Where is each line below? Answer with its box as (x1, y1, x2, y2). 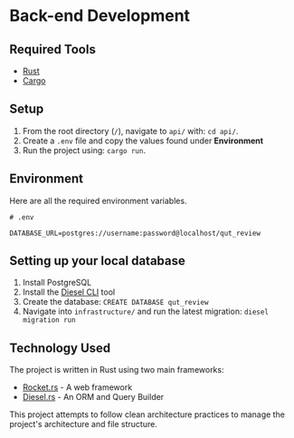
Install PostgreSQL (22, 277, 92, 288)
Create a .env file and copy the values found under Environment (22, 135, 264, 146)
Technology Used (9, 340, 111, 355)
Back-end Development (9, 5, 191, 26)
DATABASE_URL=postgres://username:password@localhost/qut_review (9, 229, 261, 238)
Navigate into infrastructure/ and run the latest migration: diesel (22, 306, 270, 317)
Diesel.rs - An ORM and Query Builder (22, 392, 165, 403)
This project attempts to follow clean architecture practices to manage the (9, 409, 285, 420)
